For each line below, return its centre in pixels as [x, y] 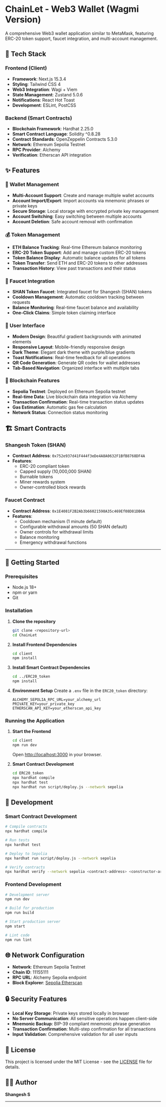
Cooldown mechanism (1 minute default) [61, 521]
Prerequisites [21, 576]
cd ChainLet [24, 635]
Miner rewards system [42, 482]
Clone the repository [34, 621]
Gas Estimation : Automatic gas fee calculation [60, 407]
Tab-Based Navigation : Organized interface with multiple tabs [76, 368]
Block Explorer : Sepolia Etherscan [47, 983]
